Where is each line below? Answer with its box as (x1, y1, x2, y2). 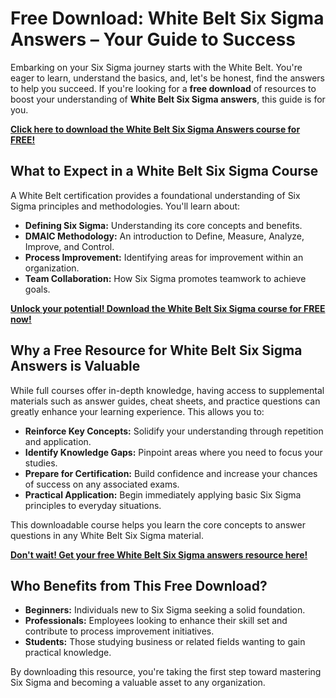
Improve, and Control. (24, 240, 115, 252)
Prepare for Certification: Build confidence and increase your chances (24, 467, 318, 479)
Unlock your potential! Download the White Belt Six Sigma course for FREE (10, 302, 326, 314)
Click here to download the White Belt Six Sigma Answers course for (10, 123, 301, 135)
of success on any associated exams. (24, 478, 180, 490)
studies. (24, 457, 58, 469)
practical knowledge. (24, 647, 112, 659)
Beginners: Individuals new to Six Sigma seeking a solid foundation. (24, 604, 306, 616)
